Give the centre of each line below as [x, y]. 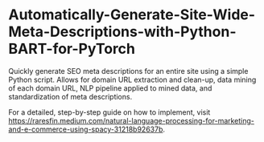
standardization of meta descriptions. [70, 96]
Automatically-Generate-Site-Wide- [132, 15]
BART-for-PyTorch [72, 49]
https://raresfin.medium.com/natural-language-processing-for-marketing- [132, 120]
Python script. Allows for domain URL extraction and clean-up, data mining [132, 79]
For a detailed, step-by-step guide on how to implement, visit [109, 112]
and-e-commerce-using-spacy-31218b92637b [86, 129]
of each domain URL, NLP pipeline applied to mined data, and [110, 88]
